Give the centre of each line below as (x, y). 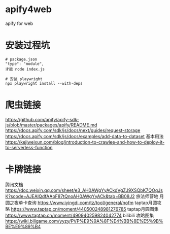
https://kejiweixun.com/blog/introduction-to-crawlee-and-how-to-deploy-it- (85, 142)
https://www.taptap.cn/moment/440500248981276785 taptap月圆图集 (85, 209)
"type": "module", (25, 64)
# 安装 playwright (24, 79)
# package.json (21, 59)
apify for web (19, 23)
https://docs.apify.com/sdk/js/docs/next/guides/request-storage (73, 130)
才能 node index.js (25, 69)
